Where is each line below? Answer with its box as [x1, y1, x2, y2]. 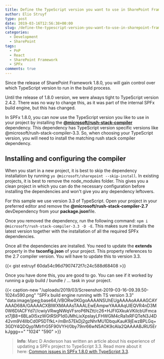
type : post [5, 16, 27, 21]
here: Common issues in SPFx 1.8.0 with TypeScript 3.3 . [17, 348, 129, 354]
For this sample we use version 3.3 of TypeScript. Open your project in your [5, 198, 158, 204]
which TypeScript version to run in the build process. [5, 85, 111, 91]
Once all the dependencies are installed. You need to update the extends [5, 243, 152, 249]
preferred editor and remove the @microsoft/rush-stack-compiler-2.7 [5, 203, 148, 209]
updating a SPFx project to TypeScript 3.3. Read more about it [17, 343, 142, 349]
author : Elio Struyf [5, 12, 47, 17]
